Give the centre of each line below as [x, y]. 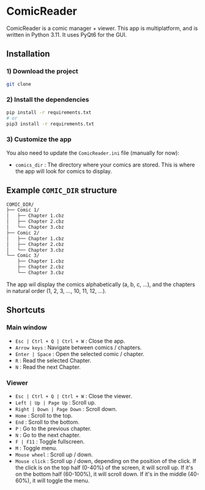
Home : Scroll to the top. [44, 415]
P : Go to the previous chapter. [53, 428]
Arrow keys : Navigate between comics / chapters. [78, 347]
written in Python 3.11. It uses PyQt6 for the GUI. [67, 34]
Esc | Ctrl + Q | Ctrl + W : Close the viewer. [74, 396]
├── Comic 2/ [23, 233]
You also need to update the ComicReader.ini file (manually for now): [93, 153]
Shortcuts [26, 310]
